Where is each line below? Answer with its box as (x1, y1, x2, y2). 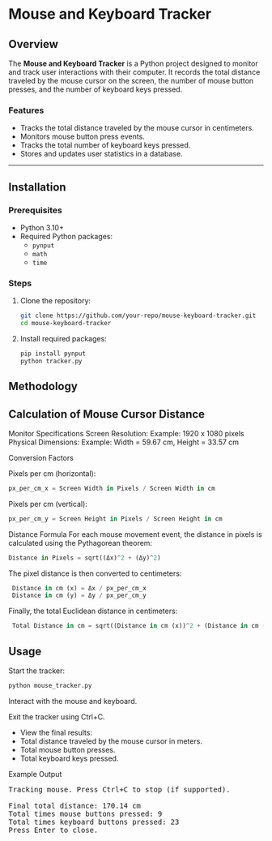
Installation (8, 180, 66, 194)
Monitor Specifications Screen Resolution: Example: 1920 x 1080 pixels (8, 428, 244, 438)
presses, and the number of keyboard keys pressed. (8, 84, 183, 94)
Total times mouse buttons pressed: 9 (8, 809, 163, 818)
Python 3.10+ (19, 222, 65, 232)
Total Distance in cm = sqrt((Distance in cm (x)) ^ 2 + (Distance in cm (11, 622, 259, 630)
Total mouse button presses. (19, 744, 116, 754)
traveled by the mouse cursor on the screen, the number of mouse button (8, 76, 254, 85)
